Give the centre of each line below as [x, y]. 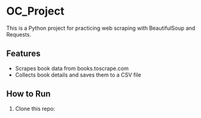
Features [23, 54]
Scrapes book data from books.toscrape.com [72, 68]
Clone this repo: [35, 108]
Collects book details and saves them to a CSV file [78, 75]
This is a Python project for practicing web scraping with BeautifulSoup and [101, 28]
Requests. [19, 34]
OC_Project [36, 11]
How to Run [29, 94]
